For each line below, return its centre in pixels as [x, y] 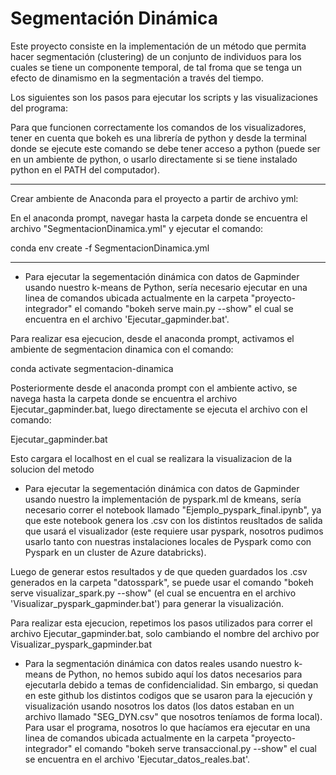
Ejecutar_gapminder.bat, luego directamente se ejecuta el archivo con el [159, 409]
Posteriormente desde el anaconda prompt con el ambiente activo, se [154, 388]
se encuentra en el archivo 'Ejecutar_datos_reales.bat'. [137, 759]
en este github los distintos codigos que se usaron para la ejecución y [168, 695]
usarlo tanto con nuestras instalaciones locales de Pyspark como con [168, 541]
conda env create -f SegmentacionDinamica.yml [110, 248]
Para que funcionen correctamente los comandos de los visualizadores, [158, 127]
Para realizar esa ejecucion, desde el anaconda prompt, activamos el [152, 338]
